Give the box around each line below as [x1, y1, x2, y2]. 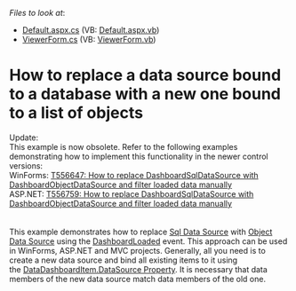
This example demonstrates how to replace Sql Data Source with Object [9, 226, 273, 237]
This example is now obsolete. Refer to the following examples [9, 141, 238, 152]
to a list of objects [9, 103, 144, 123]
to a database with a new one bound [9, 84, 282, 105]
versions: [9, 160, 43, 171]
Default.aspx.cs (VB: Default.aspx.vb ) [21, 25, 160, 35]
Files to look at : [9, 8, 66, 18]
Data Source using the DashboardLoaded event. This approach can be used [9, 235, 288, 247]
